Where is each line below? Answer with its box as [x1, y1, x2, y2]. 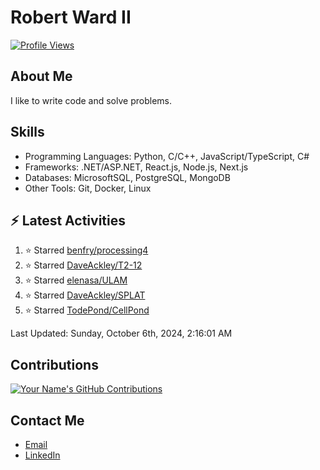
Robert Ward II [10, 6, 132, 29]
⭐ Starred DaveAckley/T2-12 [24, 259, 143, 271]
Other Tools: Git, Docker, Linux [24, 182, 152, 194]
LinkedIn [24, 449, 61, 461]
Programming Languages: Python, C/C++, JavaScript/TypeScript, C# [24, 150, 310, 162]
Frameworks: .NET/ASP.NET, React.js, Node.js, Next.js [24, 161, 249, 173]
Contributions [10, 356, 99, 373]
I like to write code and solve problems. [10, 94, 172, 106]
